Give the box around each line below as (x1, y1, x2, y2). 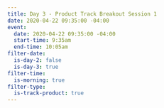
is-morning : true (13, 76, 65, 84)
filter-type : (7, 83, 46, 90)
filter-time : (7, 70, 46, 77)
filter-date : (7, 50, 46, 58)
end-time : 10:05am (13, 43, 69, 50)
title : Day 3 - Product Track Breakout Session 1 (7, 10, 158, 18)
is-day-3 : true (13, 63, 59, 70)
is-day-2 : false (13, 57, 62, 64)
